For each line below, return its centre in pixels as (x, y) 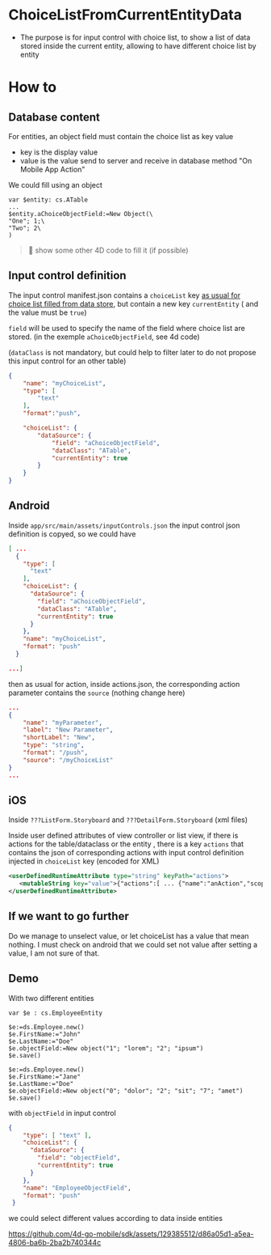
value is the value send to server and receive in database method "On (136, 160)
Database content (54, 117)
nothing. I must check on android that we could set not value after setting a (133, 944)
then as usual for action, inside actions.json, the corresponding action (124, 684)
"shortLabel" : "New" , (59, 738)
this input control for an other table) (67, 361)
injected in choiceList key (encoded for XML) (84, 861)
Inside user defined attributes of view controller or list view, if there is (123, 836)
